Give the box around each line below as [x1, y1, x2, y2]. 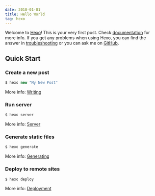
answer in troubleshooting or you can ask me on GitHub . [5, 40, 119, 46]
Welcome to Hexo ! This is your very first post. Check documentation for [5, 30, 150, 36]
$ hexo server [5, 112, 34, 118]
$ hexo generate [5, 145, 38, 149]
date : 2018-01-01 [5, 7, 41, 12]
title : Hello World [5, 12, 45, 17]
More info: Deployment [5, 186, 52, 192]
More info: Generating [5, 153, 50, 159]
